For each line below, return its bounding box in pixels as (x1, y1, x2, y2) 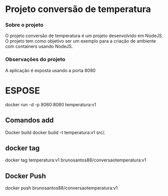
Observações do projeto (5, 56, 66, 63)
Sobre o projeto (5, 22, 44, 29)
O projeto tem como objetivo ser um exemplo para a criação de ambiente (5, 38, 156, 44)
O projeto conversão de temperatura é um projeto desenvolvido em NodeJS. (5, 33, 163, 39)
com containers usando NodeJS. (5, 44, 73, 50)
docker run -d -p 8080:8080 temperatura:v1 (5, 101, 96, 107)
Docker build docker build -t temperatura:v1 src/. (5, 129, 106, 135)
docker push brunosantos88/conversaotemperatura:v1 (5, 185, 118, 191)
